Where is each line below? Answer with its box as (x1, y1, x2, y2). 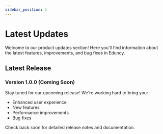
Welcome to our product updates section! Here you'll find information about (5, 45, 158, 51)
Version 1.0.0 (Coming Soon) (5, 79, 75, 85)
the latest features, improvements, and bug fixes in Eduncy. (5, 50, 125, 55)
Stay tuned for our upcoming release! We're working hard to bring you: (5, 90, 148, 96)
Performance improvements (12, 110, 69, 116)
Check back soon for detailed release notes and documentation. (5, 125, 135, 131)
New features (12, 105, 40, 110)
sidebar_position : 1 (5, 7, 48, 12)
